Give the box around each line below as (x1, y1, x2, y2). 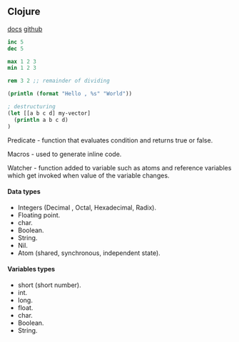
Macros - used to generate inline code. (7, 150, 122, 158)
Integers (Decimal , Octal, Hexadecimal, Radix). (17, 203, 157, 212)
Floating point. (17, 210, 61, 219)
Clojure (7, 6, 41, 18)
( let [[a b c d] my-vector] (7, 110, 91, 117)
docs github (7, 24, 43, 33)
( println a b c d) (14, 116, 69, 123)
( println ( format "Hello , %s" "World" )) (7, 90, 133, 98)
